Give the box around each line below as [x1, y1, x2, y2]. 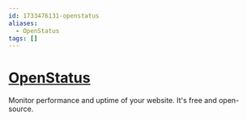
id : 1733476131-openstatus [8, 11, 100, 20]
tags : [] [8, 34, 38, 43]
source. [8, 104, 34, 114]
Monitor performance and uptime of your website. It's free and [8, 96, 217, 106]
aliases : [8, 19, 38, 27]
